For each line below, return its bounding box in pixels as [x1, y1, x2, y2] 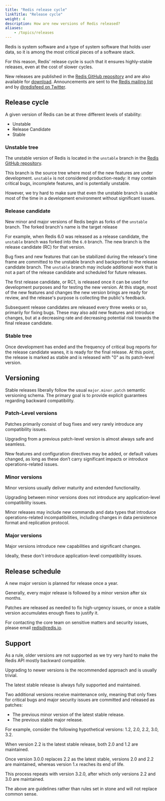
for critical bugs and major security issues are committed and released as [5, 697, 155, 703]
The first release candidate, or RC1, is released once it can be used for [5, 279, 149, 285]
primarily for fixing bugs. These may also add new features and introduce [5, 310, 155, 315]
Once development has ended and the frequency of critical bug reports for [5, 344, 157, 350]
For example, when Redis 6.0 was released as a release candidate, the [5, 233, 148, 240]
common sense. [5, 791, 38, 797]
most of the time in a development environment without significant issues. [5, 195, 156, 201]
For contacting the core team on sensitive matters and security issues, [5, 620, 149, 625]
